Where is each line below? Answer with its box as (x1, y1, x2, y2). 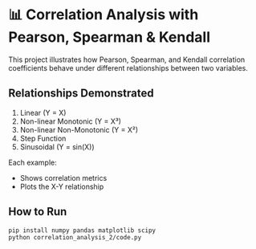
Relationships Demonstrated (8, 87, 154, 100)
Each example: (8, 157, 58, 167)
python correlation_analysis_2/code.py (8, 234, 142, 242)
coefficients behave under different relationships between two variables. (8, 63, 249, 72)
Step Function (19, 133, 67, 143)
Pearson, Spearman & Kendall (8, 28, 211, 47)
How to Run (8, 205, 67, 218)
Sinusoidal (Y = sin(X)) (19, 141, 95, 152)
